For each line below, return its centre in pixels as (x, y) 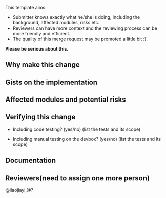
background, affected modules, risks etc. (56, 23)
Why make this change (43, 65)
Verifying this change (40, 117)
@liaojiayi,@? (19, 190)
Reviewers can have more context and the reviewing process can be (85, 28)
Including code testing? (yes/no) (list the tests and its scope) (77, 129)
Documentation (31, 160)
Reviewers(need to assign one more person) (78, 178)
